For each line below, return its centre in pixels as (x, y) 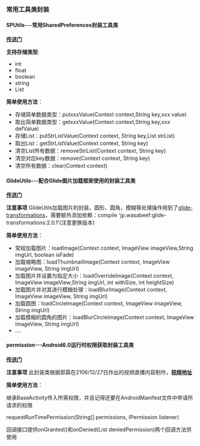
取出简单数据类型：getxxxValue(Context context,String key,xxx (93, 122)
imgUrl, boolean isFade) (44, 255)
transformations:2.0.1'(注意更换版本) (50, 223)
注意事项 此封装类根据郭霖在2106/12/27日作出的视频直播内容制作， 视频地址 (99, 372)
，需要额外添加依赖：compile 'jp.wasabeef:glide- (106, 215)
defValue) (27, 129)
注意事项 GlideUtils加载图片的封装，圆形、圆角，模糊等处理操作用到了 (92, 208)
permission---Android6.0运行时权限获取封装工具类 (70, 345)
